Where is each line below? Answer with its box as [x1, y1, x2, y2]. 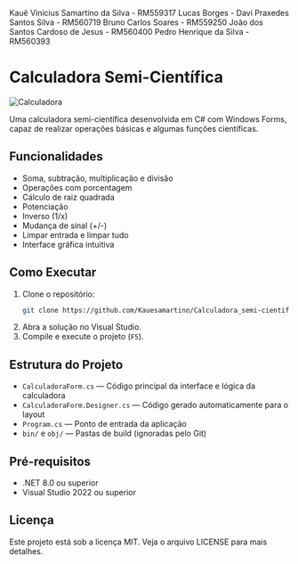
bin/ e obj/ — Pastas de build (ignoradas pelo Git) [21, 428, 207, 439]
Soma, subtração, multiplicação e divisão [21, 173, 173, 184]
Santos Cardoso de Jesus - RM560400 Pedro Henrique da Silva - [9, 27, 250, 37]
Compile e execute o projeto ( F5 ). [21, 331, 144, 342]
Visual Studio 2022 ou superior [21, 487, 136, 498]
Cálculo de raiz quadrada [21, 192, 115, 202]
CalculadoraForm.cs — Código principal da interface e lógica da [21, 380, 256, 391]
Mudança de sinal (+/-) [21, 220, 108, 231]
